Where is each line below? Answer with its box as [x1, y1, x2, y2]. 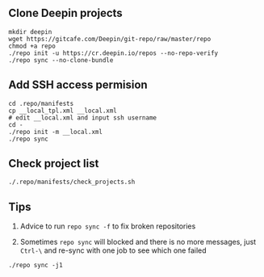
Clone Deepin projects [8, 6, 123, 20]
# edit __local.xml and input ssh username [8, 113, 157, 122]
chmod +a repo [8, 42, 57, 50]
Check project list [8, 157, 99, 170]
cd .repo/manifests [8, 99, 74, 107]
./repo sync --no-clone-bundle [8, 56, 114, 64]
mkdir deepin [8, 27, 52, 36]
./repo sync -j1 [8, 262, 63, 270]
